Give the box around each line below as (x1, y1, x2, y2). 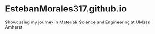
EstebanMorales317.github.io (5, 3, 127, 14)
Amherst (5, 24, 23, 30)
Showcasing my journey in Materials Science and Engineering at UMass (5, 19, 151, 25)
